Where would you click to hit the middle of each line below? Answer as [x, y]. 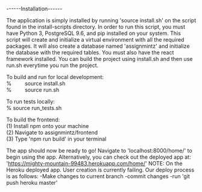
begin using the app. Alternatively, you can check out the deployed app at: [99, 157]
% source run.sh [33, 90]
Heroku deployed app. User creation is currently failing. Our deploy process [100, 170]
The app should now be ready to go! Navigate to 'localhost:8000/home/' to [99, 151]
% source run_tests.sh [34, 108]
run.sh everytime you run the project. [52, 65]
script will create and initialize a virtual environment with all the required [95, 40]
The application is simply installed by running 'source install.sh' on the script [101, 20]
